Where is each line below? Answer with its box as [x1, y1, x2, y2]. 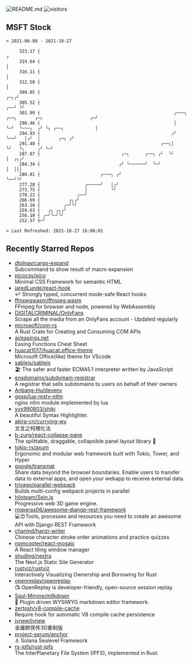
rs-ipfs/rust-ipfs [14, 643, 54, 650]
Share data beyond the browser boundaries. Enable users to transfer [14, 469, 180, 476]
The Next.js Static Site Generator [14, 558, 94, 565]
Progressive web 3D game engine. [14, 500, 98, 507]
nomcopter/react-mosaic [14, 539, 75, 546]
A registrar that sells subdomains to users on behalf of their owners [14, 380, 177, 387]
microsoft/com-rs [14, 321, 57, 328]
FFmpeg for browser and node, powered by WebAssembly [14, 303, 156, 310]
